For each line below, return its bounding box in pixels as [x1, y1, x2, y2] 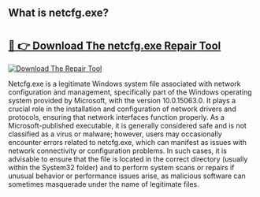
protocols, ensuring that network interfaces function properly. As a [8, 113, 225, 121]
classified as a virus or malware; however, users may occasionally [8, 129, 222, 139]
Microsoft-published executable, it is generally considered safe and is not [8, 121, 247, 130]
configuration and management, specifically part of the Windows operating [8, 87, 252, 97]
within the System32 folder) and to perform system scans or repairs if [8, 163, 235, 172]
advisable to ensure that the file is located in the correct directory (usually [8, 154, 248, 164]
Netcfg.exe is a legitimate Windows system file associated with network [8, 79, 242, 88]
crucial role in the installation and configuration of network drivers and [8, 104, 236, 113]
